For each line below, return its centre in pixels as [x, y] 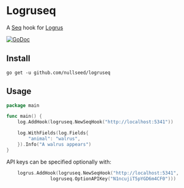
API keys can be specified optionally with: [59, 162]
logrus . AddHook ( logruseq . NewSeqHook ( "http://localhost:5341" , [98, 173]
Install [18, 59]
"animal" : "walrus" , [54, 139]
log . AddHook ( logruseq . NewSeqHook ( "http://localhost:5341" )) [95, 122]
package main [23, 105]
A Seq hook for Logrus [35, 27]
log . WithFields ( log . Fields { [53, 133]
